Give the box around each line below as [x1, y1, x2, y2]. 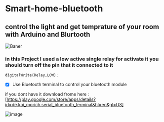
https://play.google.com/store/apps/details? [6, 96, 96, 102]
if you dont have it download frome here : [5, 91, 89, 97]
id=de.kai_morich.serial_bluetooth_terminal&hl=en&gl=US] [5, 102, 124, 108]
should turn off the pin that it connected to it [5, 61, 114, 68]
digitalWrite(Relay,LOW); [5, 73, 58, 78]
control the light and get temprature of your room [5, 23, 160, 31]
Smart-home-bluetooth [5, 3, 103, 14]
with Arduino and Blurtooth [5, 30, 90, 38]
